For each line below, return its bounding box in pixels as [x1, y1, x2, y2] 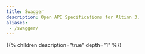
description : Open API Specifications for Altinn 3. [6, 14, 140, 20]
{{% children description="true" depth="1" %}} [6, 42, 122, 49]
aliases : [6, 20, 28, 26]
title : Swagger [6, 8, 44, 15]
